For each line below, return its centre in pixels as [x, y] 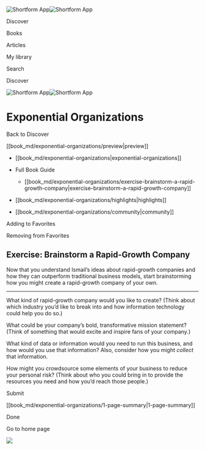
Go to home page [28, 429]
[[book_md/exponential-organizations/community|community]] [94, 212]
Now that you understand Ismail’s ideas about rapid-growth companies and [101, 269]
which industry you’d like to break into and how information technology [95, 307]
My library [19, 57]
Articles [16, 45]
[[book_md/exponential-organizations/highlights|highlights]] [91, 200]
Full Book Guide [35, 170]
